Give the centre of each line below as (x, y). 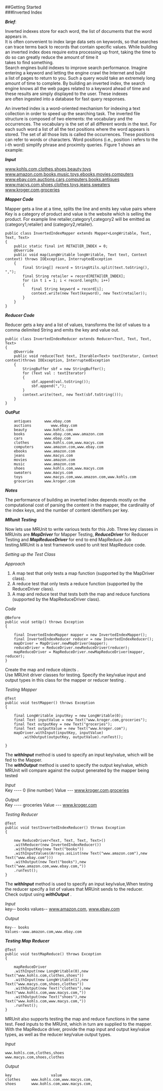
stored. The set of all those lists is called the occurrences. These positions (80, 134)
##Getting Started (23, 7)
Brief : (11, 22)
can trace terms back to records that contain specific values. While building (81, 47)
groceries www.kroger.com (45, 481)
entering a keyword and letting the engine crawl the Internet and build (75, 73)
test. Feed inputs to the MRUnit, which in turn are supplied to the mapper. (79, 1024)
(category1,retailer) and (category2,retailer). (49, 224)
